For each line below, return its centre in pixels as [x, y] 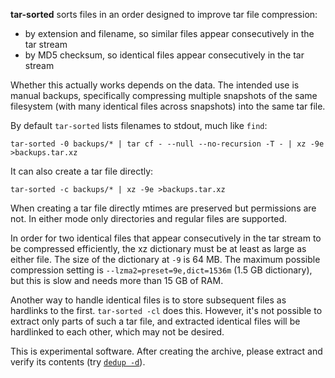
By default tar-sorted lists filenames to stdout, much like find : [139, 125]
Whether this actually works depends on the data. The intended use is [155, 85]
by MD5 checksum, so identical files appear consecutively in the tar [164, 55]
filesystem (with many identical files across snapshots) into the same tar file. [168, 106]
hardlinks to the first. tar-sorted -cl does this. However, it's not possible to [166, 310]
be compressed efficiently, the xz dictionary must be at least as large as [158, 248]
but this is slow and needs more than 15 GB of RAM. [117, 280]
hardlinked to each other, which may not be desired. [117, 332]
